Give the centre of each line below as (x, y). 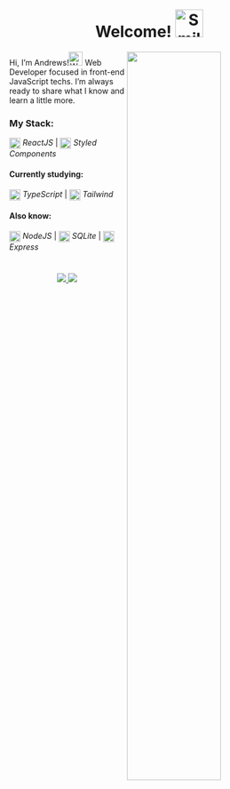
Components (33, 154)
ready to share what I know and (67, 91)
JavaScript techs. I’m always (61, 81)
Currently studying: (47, 174)
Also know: (30, 216)
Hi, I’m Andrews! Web (56, 62)
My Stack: (32, 123)
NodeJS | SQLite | (62, 235)
